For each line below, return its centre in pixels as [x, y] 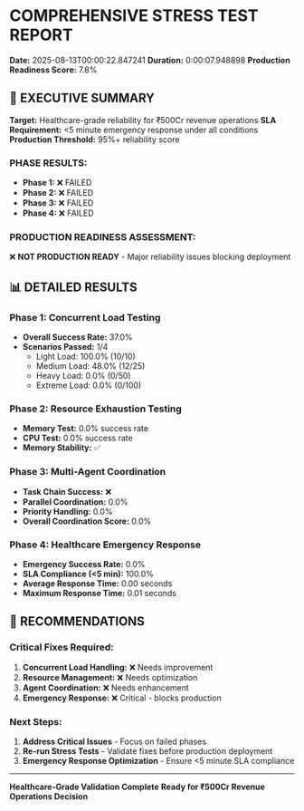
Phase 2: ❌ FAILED [58, 193]
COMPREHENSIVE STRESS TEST [134, 16]
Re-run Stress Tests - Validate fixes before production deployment [147, 751]
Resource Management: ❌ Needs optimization [110, 677]
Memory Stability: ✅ [62, 448]
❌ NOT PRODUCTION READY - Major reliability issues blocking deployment [150, 257]
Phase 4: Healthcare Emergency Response [105, 545]
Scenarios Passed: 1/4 [65, 347]
